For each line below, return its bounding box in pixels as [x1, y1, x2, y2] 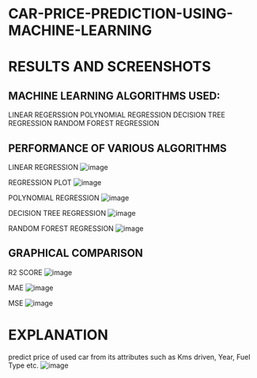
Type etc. [8, 361, 40, 370]
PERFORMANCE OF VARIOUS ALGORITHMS [8, 142, 227, 155]
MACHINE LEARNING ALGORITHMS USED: [8, 89, 221, 103]
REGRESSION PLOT [8, 178, 72, 187]
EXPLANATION [8, 326, 108, 344]
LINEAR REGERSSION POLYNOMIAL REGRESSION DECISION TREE [8, 110, 225, 119]
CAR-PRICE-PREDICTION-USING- [8, 5, 233, 23]
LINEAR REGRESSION [8, 163, 79, 172]
